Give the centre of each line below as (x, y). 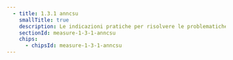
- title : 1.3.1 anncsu (46, 13)
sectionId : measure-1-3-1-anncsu (67, 33)
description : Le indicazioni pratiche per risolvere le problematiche (123, 26)
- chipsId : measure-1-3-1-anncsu (73, 46)
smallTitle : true (44, 20)
